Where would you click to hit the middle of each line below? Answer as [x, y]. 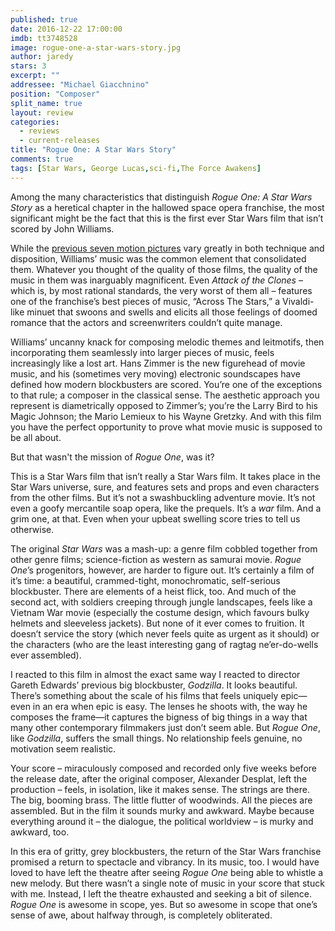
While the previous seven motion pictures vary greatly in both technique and [167, 248]
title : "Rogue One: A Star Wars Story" [93, 150]
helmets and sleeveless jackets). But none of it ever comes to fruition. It [157, 623]
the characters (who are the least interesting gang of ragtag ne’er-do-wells [164, 644]
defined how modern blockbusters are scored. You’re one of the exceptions [166, 384]
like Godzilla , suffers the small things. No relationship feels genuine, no [156, 738]
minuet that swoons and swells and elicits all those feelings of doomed [172, 312]
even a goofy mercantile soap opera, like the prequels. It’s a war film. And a [166, 508]
